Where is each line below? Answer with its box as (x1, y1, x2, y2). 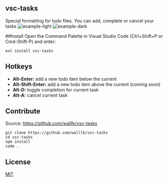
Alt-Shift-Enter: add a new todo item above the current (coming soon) (12, 81, 161, 87)
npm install (5, 139, 31, 145)
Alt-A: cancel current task (12, 92, 68, 98)
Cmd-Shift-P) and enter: (5, 38, 56, 44)
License (5, 157, 31, 166)
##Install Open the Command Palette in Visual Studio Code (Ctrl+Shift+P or (5, 33, 163, 39)
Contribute (5, 107, 41, 116)
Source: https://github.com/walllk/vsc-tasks (5, 120, 98, 127)
